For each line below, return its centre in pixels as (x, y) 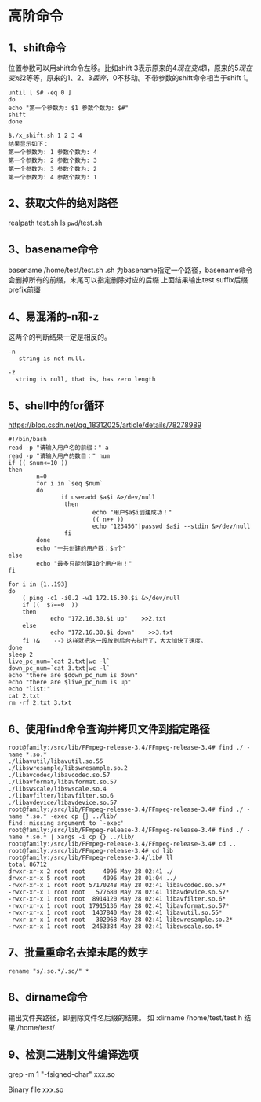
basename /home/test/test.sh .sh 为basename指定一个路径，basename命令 (130, 270)
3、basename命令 (53, 250)
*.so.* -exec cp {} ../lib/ (71, 816)
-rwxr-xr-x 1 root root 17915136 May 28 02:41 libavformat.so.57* (119, 906)
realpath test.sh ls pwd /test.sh (55, 223)
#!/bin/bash (27, 440)
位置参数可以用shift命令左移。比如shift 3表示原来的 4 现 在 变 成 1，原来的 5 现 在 (130, 68)
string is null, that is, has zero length (85, 380)
